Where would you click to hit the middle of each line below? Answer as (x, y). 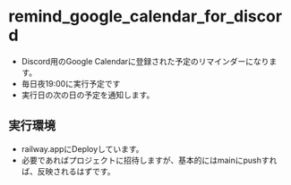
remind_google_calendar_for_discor (145, 17)
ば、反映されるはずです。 (68, 171)
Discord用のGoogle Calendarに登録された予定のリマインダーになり (145, 61)
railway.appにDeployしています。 (82, 148)
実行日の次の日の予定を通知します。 (88, 95)
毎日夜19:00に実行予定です (71, 83)
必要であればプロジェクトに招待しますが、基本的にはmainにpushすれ (149, 160)
